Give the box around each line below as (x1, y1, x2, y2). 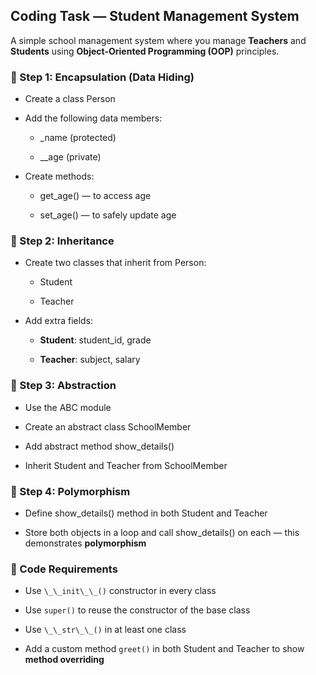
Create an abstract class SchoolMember (24, 420, 192, 433)
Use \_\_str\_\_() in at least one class (24, 624, 187, 636)
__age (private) (39, 151, 102, 163)
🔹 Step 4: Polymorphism (10, 484, 131, 498)
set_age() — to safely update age (39, 209, 177, 221)
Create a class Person (24, 93, 116, 105)
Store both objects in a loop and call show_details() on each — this (24, 527, 300, 538)
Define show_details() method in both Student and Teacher (24, 507, 268, 519)
